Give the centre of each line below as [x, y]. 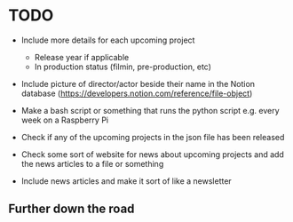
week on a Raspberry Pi [64, 120]
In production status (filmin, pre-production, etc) [123, 67]
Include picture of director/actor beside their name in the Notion [138, 83]
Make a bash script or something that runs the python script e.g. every [150, 110]
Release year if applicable [82, 57]
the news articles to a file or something [92, 163]
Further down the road [71, 209]
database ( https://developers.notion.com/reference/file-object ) [137, 93]
